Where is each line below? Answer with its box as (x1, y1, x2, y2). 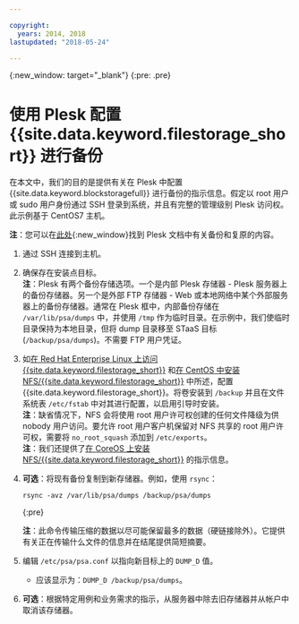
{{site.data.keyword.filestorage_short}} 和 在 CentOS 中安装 (21, 364, 240, 376)
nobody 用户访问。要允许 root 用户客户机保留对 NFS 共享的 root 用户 (21, 421, 277, 432)
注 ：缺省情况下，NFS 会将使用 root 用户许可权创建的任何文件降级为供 (21, 409, 279, 421)
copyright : (9, 21, 50, 30)
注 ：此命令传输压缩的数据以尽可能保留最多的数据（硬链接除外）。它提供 (21, 526, 286, 536)
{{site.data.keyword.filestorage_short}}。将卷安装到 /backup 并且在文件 (21, 387, 285, 398)
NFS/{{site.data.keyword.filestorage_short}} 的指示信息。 (21, 454, 234, 466)
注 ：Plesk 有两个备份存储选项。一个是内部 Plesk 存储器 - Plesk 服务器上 (21, 278, 288, 289)
